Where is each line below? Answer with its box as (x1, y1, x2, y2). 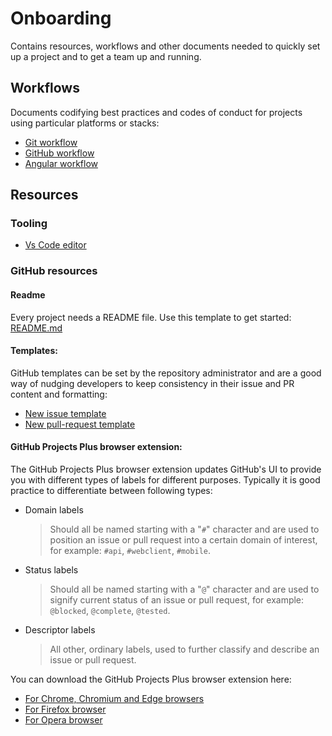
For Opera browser (24, 713, 103, 726)
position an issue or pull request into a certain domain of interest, (49, 533, 318, 546)
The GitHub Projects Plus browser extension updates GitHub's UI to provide (10, 463, 322, 475)
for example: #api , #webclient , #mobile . (49, 544, 212, 556)
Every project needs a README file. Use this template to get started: (10, 311, 292, 323)
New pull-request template (24, 418, 136, 430)
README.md (10, 322, 63, 334)
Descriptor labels (24, 623, 96, 636)
